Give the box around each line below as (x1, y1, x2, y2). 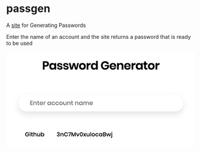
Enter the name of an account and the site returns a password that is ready (6, 33, 191, 40)
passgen (6, 2, 51, 16)
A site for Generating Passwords (6, 22, 86, 29)
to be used (6, 39, 33, 47)
